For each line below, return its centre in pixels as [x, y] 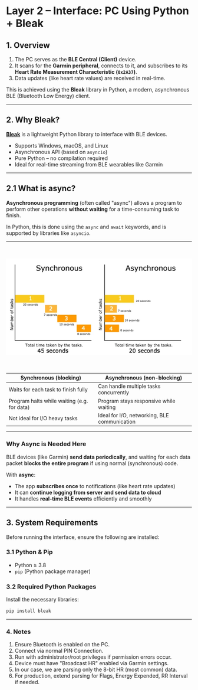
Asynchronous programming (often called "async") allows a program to [94, 202]
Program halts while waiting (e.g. [48, 401]
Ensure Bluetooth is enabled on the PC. [62, 645]
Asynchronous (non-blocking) [144, 378]
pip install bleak [29, 611]
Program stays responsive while [137, 401]
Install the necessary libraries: [43, 600]
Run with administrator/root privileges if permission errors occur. [93, 657]
